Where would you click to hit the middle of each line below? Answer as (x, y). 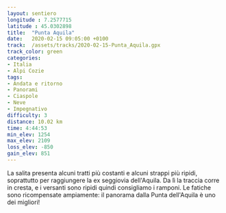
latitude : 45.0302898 (39, 26)
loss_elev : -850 (30, 147)
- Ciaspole (23, 97)
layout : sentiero (32, 13)
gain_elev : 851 (29, 154)
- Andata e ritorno (35, 84)
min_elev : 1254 (29, 134)
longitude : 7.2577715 (39, 20)
